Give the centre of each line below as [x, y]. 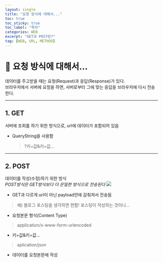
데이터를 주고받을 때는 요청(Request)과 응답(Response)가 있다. [65, 81]
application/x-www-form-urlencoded [54, 225]
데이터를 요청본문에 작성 [35, 255]
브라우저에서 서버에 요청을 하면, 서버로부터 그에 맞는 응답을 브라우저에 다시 [76, 87]
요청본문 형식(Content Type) [40, 215]
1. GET [15, 113]
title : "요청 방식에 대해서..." [33, 14]
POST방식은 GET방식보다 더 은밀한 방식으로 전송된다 [55, 184]
